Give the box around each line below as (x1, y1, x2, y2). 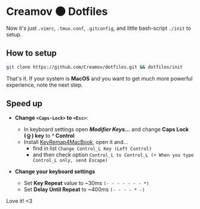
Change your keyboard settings (14, 168, 96, 175)
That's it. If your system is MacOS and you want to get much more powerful (6, 75, 193, 82)
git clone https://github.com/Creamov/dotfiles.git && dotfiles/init (6, 64, 183, 70)
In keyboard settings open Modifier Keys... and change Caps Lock (23, 126, 189, 133)
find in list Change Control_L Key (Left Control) (32, 145, 152, 152)
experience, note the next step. (6, 81, 83, 88)
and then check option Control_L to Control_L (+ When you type (32, 151, 194, 158)
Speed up (6, 99, 43, 109)
